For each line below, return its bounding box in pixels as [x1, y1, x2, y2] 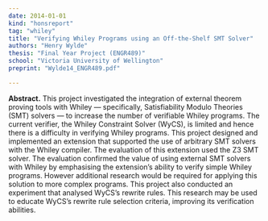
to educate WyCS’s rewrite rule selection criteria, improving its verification [8, 196, 254, 206]
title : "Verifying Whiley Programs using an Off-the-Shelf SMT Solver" [8, 34, 254, 43]
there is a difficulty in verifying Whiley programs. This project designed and [8, 127, 258, 137]
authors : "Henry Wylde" [8, 42, 89, 50]
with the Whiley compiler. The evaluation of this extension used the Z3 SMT [8, 144, 259, 154]
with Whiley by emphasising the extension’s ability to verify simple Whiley [8, 162, 252, 172]
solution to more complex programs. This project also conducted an [8, 179, 233, 189]
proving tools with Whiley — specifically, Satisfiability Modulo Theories [8, 102, 243, 111]
